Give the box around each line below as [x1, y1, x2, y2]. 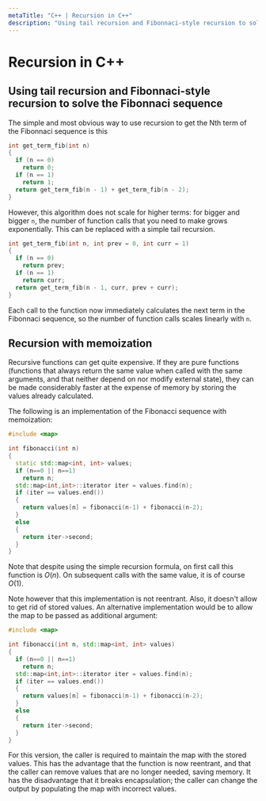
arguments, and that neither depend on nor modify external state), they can [8, 374, 255, 384]
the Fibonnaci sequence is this [8, 126, 108, 135]
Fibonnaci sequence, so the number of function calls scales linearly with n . [8, 313, 252, 323]
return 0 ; [22, 164, 55, 172]
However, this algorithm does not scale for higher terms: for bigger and [8, 207, 240, 217]
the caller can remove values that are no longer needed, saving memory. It [8, 767, 251, 776]
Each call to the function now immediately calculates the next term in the [8, 306, 245, 315]
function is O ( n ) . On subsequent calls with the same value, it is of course [8, 571, 245, 580]
